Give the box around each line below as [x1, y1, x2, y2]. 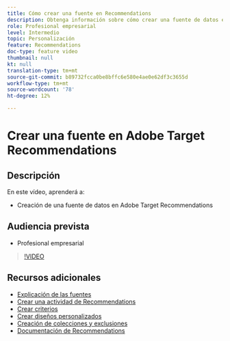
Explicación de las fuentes [16, 290, 92, 298]
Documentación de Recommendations [16, 326, 125, 335]
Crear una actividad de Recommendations [16, 297, 136, 305]
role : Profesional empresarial [7, 23, 97, 29]
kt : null [7, 61, 32, 68]
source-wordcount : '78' [7, 86, 75, 93]
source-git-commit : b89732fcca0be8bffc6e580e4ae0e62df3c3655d [7, 73, 188, 81]
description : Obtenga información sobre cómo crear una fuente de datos [7, 16, 219, 23]
